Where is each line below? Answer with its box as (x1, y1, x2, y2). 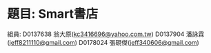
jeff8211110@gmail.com (9, 38, 75, 46)
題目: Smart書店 (7, 6, 99, 22)
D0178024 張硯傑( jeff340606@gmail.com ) (79, 38, 200, 46)
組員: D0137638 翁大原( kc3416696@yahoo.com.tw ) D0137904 (7, 30, 185, 38)
